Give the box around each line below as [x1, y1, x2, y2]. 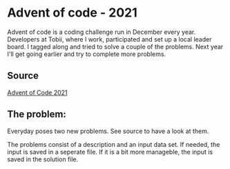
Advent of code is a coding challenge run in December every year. [7, 28, 196, 36]
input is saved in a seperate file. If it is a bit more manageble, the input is [7, 148, 213, 156]
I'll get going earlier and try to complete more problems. [7, 50, 166, 58]
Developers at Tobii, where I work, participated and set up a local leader [7, 35, 212, 43]
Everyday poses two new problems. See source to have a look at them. [7, 127, 209, 135]
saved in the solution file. [7, 154, 79, 163]
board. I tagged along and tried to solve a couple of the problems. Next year [7, 42, 224, 51]
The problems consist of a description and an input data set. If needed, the [7, 140, 220, 148]
